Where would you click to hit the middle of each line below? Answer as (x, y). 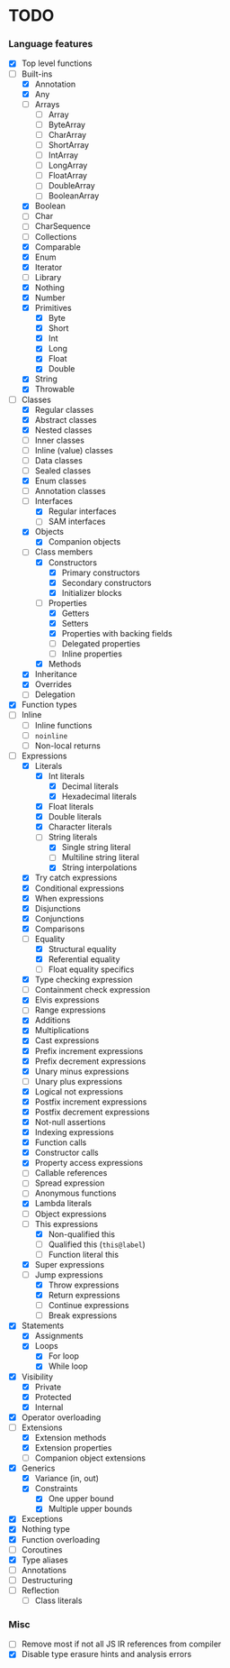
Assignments (59, 1336)
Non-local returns (67, 746)
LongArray (68, 165)
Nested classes (63, 430)
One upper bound (81, 1498)
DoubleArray (71, 186)
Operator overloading (61, 1417)
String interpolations (99, 867)
